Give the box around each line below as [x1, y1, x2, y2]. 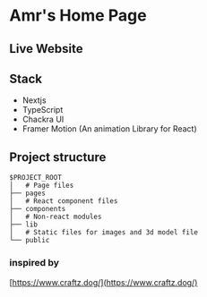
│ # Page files [9, 181, 74, 191]
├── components [9, 205, 66, 214]
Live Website [9, 41, 83, 56]
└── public [9, 236, 50, 245]
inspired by [9, 257, 60, 269]
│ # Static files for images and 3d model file [9, 228, 199, 237]
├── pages [9, 189, 47, 198]
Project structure [9, 149, 107, 165]
